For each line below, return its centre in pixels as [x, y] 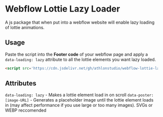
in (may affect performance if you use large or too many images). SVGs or [79, 105]
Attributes [21, 83]
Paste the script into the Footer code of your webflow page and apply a [76, 54]
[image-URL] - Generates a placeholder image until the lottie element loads [79, 100]
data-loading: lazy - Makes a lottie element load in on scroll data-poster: [79, 95]
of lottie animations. [25, 27]
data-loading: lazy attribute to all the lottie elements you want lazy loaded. [81, 59]
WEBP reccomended [26, 110]
